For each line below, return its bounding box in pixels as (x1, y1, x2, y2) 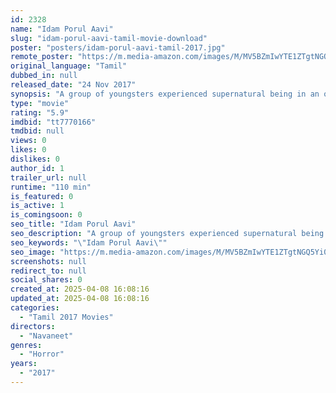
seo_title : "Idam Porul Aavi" (10, 219, 137, 230)
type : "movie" (10, 98, 70, 108)
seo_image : (10, 247, 56, 257)
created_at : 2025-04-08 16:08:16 (10, 284, 150, 295)
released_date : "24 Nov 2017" (10, 80, 137, 90)
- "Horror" (19, 349, 65, 360)
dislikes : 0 (10, 154, 60, 164)
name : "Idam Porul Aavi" (10, 24, 114, 34)
